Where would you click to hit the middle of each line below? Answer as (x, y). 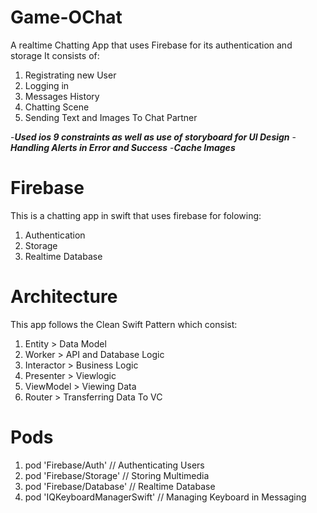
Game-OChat (66, 17)
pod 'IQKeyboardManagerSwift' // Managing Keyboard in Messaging (165, 497)
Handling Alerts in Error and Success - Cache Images (123, 147)
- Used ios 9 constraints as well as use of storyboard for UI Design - (153, 137)
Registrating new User (70, 75)
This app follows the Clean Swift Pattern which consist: (124, 324)
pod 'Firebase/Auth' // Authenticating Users (114, 465)
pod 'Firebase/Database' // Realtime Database (120, 486)
